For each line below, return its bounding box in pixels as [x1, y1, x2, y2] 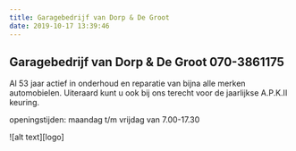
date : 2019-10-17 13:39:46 [9, 21, 110, 30]
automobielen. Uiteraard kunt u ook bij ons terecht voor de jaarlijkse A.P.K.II [9, 88, 288, 98]
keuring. [9, 97, 40, 108]
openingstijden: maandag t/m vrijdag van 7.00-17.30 [9, 114, 200, 125]
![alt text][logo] [9, 131, 64, 143]
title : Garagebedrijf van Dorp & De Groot [9, 13, 170, 22]
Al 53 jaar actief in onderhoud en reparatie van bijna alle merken [9, 78, 246, 89]
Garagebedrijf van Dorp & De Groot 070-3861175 [9, 55, 284, 70]
